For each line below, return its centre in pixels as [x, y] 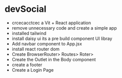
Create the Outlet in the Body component [54, 59]
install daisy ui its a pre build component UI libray [62, 39]
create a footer [27, 65]
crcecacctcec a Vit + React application [51, 23]
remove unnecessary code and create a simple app [64, 28]
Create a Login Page [33, 70]
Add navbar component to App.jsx [47, 43]
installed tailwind [29, 33]
